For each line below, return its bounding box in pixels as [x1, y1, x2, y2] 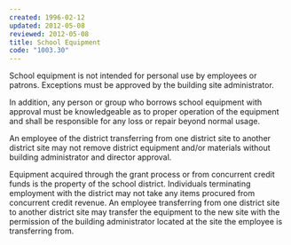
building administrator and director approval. [9, 152, 172, 162]
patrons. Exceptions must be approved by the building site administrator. [9, 80, 275, 91]
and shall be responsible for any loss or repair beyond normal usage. [9, 116, 260, 127]
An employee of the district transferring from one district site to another [9, 133, 271, 144]
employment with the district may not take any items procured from [9, 188, 256, 199]
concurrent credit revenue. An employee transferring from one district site [9, 197, 280, 209]
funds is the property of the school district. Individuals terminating [9, 178, 251, 189]
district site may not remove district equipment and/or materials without [9, 143, 271, 154]
